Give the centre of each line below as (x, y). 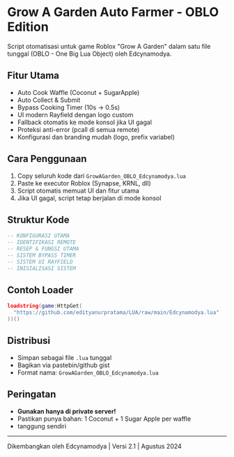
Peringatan (32, 395)
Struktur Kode (38, 219)
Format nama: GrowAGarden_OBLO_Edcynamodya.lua (88, 372)
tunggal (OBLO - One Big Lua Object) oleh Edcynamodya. (89, 54)
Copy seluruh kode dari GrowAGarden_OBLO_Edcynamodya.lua (102, 176)
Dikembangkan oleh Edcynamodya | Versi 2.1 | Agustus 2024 (95, 446)
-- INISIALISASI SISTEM (42, 268)
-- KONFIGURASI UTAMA (39, 236)
